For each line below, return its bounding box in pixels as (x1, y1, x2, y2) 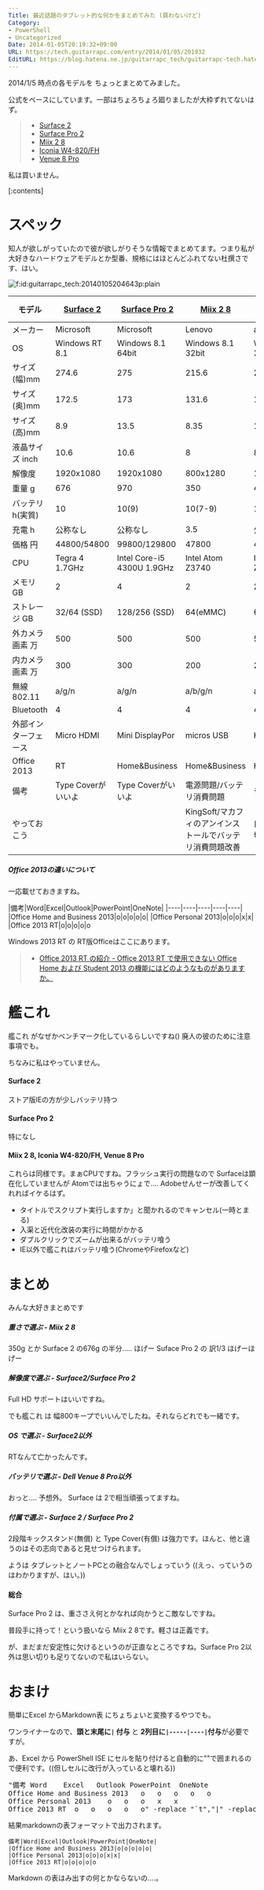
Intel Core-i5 (116, 552, 165, 564)
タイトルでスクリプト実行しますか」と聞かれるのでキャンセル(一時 (19, 1205, 236, 1215)
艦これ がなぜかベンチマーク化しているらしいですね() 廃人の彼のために (8, 1031, 237, 1040)
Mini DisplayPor (116, 730, 175, 741)
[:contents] (8, 186, 44, 195)
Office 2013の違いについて (8, 865, 96, 875)
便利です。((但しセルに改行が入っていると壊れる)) (14, 1763, 176, 1773)
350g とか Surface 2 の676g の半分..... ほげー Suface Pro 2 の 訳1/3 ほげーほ (8, 1344, 255, 1353)
